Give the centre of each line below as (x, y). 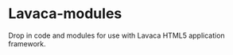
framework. (27, 43)
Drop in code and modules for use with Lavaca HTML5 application (116, 35)
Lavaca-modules (65, 14)
